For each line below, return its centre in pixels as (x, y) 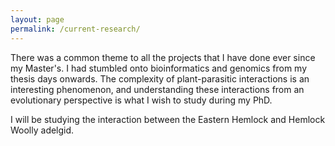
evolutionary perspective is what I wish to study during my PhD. (141, 100)
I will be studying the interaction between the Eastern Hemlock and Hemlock (168, 119)
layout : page (37, 19)
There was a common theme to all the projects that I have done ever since (163, 57)
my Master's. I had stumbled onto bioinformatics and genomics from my (159, 68)
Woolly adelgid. (42, 130)
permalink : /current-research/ (75, 29)
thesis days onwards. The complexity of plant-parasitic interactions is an (160, 78)
